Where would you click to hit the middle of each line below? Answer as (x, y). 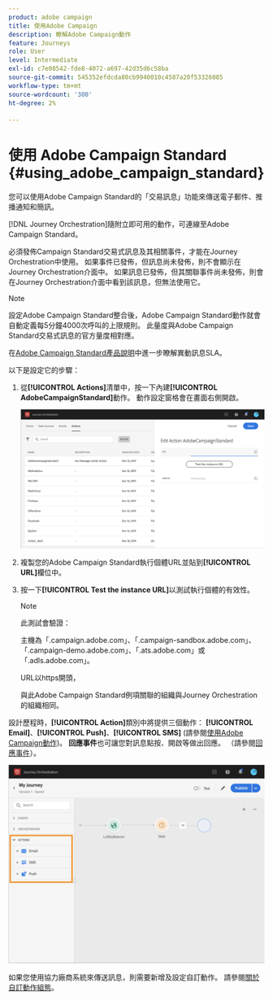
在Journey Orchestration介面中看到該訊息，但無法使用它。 (107, 282)
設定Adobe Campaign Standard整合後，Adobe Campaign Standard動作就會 (135, 315)
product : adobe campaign (50, 17)
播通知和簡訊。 (33, 207)
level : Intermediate (43, 60)
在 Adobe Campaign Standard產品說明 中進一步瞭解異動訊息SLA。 (117, 353)
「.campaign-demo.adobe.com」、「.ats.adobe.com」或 (113, 650)
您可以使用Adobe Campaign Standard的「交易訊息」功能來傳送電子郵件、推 (136, 197)
